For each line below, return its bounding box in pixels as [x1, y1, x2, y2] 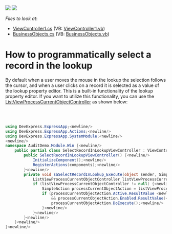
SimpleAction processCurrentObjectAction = [41, 186, 137, 191]
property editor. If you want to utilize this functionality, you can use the [5, 93, 155, 99]
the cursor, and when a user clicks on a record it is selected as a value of [5, 82, 160, 88]
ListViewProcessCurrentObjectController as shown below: [5, 98, 128, 105]
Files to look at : [5, 15, 38, 22]
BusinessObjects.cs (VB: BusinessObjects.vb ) [12, 31, 110, 37]
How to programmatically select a [5, 49, 152, 61]
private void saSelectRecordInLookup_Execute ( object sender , [24, 172, 157, 177]
